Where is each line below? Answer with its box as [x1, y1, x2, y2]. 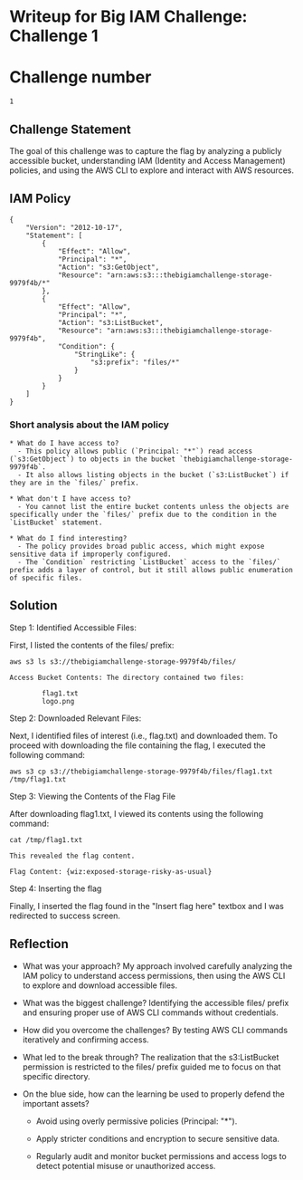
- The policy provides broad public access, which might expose [17, 542, 265, 552]
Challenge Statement [9, 121, 131, 137]
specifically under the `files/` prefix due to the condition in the [9, 510, 278, 520]
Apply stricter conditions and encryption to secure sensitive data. [35, 1133, 280, 1144]
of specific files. [9, 573, 83, 583]
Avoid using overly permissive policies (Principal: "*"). [35, 1116, 238, 1127]
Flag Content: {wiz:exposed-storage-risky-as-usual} [9, 867, 213, 876]
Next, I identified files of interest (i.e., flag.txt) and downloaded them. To [9, 730, 279, 741]
